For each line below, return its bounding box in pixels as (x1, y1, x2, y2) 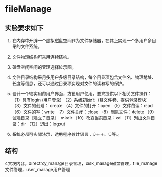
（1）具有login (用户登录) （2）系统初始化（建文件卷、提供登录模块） (12, 97, 151, 103)
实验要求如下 (5, 24, 44, 32)
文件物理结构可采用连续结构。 (12, 54, 72, 59)
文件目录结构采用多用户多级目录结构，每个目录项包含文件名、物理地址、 (12, 74, 156, 80)
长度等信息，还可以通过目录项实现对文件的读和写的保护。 (12, 81, 127, 86)
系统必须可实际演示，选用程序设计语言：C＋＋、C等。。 (12, 132, 122, 137)
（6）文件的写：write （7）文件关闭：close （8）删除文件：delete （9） (12, 109, 157, 115)
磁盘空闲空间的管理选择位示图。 (12, 64, 76, 70)
